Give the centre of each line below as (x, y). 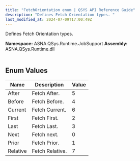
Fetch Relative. (49, 151)
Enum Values (26, 70)
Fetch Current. (49, 110)
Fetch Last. (45, 126)
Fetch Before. (48, 102)
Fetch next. (45, 135)
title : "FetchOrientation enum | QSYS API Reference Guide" (71, 10)
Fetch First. (45, 118)
